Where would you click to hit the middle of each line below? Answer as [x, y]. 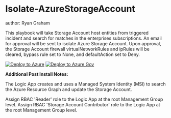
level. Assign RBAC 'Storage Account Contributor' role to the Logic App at [83, 104]
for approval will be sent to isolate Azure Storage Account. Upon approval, [83, 43]
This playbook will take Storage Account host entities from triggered [77, 33]
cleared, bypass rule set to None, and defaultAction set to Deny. [73, 54]
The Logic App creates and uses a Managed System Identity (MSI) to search [86, 84]
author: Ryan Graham [28, 23]
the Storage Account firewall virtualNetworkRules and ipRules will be [77, 49]
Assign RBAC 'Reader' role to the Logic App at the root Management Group [84, 99]
